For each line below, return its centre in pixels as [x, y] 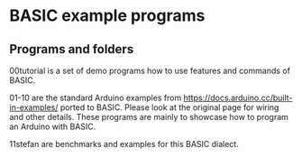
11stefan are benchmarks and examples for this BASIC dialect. [124, 144]
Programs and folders [72, 49]
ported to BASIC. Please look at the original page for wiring [169, 107]
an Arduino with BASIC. [53, 126]
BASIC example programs [107, 16]
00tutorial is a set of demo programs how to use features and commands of [150, 70]
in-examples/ [34, 107]
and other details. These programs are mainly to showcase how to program [149, 117]
